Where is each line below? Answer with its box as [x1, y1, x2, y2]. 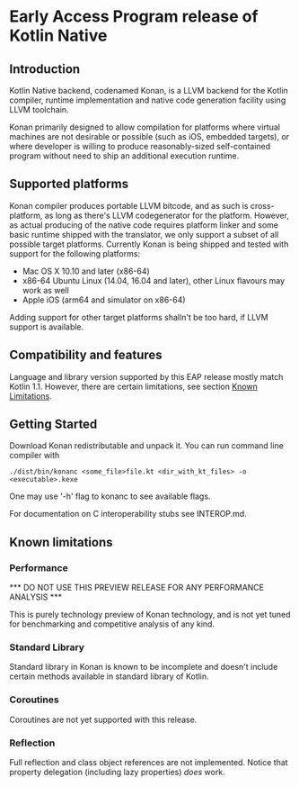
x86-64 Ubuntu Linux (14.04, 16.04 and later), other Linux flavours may [22, 275, 286, 285]
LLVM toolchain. [9, 104, 69, 114]
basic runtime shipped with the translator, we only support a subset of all [9, 229, 279, 239]
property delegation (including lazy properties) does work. [9, 767, 226, 778]
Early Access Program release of [9, 6, 259, 27]
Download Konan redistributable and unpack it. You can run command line [9, 440, 285, 451]
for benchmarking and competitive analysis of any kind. [9, 619, 215, 629]
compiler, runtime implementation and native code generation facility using [9, 95, 286, 105]
